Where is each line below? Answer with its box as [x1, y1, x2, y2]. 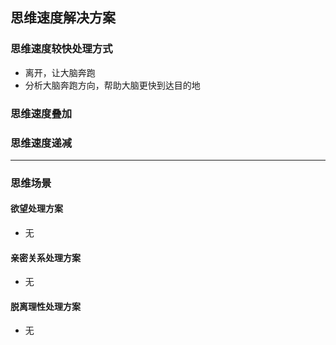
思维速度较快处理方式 [10, 42, 113, 56]
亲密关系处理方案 [10, 251, 81, 263]
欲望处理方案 [10, 203, 63, 215]
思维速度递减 [10, 136, 73, 150]
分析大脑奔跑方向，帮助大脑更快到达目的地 [24, 79, 201, 91]
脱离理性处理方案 [10, 300, 81, 312]
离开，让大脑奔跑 [24, 66, 96, 78]
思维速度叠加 [10, 106, 73, 120]
